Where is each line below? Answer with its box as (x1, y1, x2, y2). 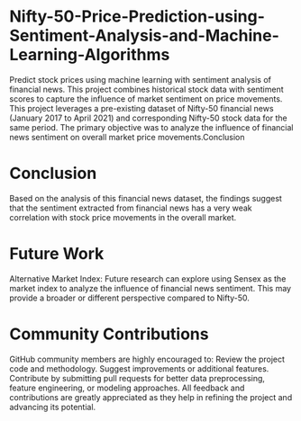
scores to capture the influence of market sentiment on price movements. (9, 93, 283, 104)
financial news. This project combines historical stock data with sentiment (9, 84, 284, 94)
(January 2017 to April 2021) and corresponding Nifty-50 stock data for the (9, 112, 287, 123)
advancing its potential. (9, 401, 96, 412)
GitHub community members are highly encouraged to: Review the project (9, 354, 286, 364)
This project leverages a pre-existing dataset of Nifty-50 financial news (9, 103, 274, 113)
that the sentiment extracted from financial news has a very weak (9, 202, 252, 213)
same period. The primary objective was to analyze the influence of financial (9, 121, 294, 132)
